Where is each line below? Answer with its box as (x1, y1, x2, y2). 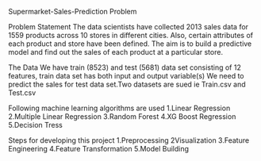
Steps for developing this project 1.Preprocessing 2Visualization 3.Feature (8, 136, 250, 145)
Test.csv (8, 88, 36, 98)
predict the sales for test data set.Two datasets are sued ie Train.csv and (8, 79, 246, 89)
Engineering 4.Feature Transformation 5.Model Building (8, 144, 189, 153)
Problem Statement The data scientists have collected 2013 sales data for (8, 22, 248, 31)
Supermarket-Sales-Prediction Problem (8, 7, 137, 16)
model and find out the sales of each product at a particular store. (8, 48, 224, 56)
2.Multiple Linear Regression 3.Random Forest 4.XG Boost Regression (8, 112, 236, 121)
